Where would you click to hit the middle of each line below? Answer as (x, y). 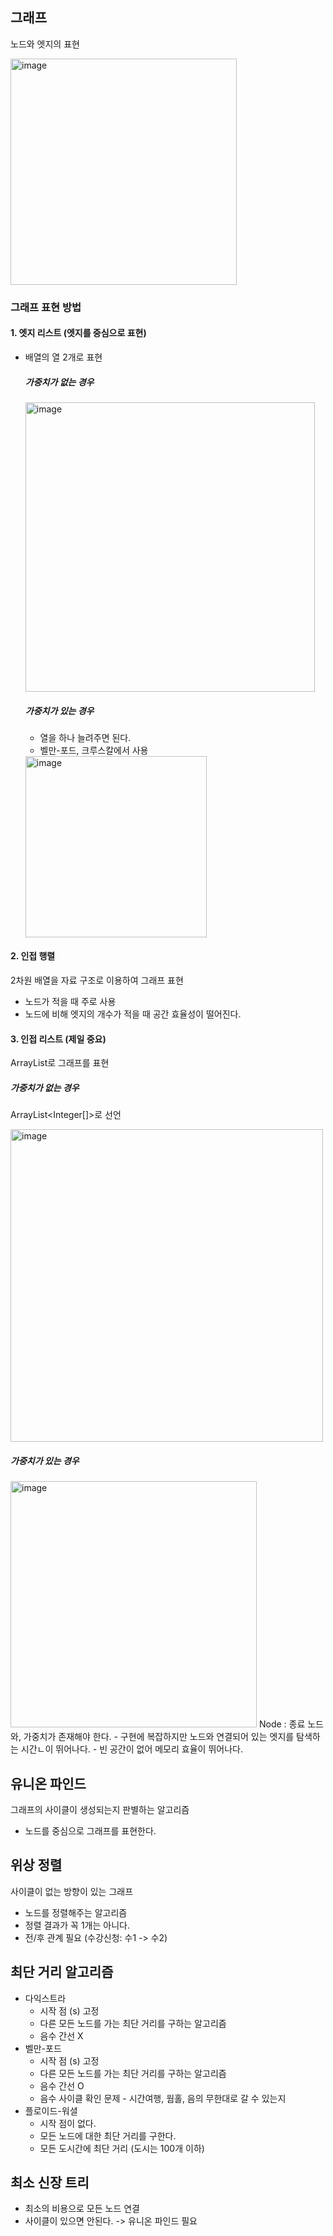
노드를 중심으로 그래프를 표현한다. (90, 1831)
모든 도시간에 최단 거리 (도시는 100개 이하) (122, 2148)
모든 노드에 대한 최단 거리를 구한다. (108, 2135)
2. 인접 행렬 (33, 956)
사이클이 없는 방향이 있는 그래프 (72, 1891)
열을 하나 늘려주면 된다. (85, 737)
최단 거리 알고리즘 (62, 1972)
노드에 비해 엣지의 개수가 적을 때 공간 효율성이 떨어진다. (133, 1014)
